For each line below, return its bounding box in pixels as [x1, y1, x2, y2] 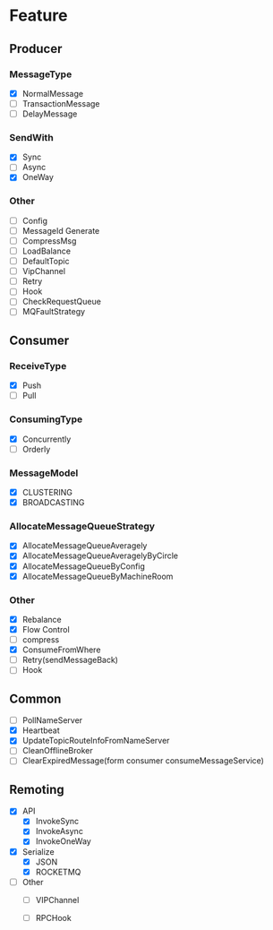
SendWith [9, 131, 54, 143]
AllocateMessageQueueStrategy [9, 521, 155, 533]
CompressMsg [21, 235, 77, 246]
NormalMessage [21, 88, 83, 99]
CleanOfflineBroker [21, 745, 93, 756]
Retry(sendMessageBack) [21, 655, 119, 666]
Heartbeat [21, 725, 60, 736]
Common [9, 691, 62, 706]
